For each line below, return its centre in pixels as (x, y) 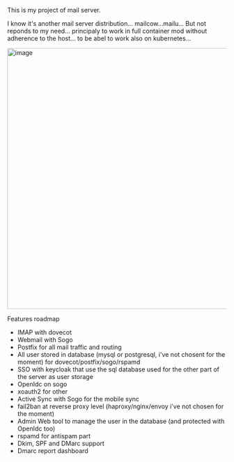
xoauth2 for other (42, 392)
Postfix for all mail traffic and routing (69, 347)
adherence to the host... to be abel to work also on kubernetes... (99, 38)
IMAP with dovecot (44, 332)
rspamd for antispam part (54, 436)
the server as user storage (55, 377)
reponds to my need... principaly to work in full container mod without (107, 31)
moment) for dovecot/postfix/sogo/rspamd (79, 362)
